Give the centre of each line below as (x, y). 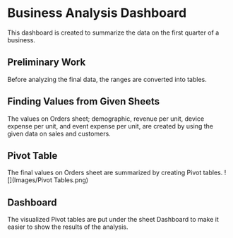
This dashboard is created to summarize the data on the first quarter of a (113, 32)
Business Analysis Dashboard (97, 13)
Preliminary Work (47, 63)
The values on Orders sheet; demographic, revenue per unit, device (106, 119)
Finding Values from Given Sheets (84, 101)
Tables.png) (71, 180)
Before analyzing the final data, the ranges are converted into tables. (107, 79)
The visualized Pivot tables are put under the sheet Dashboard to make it (113, 220)
